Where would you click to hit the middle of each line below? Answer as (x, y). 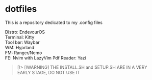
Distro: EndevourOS (25, 32)
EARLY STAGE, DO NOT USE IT (48, 72)
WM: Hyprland (20, 47)
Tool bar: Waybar (23, 42)
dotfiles (21, 9)
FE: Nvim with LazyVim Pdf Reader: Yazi (46, 58)
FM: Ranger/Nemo (24, 53)
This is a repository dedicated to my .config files (54, 22)
